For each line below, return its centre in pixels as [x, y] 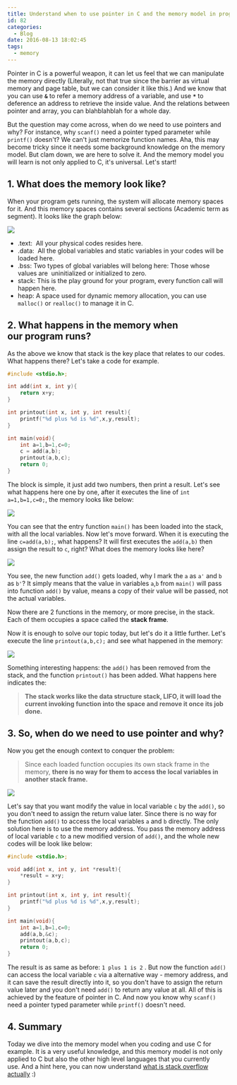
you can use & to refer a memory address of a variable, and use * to [105, 95]
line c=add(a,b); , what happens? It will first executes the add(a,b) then [110, 541]
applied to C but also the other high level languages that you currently [109, 1059]
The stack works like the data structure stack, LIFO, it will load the [123, 696]
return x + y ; [37, 393]
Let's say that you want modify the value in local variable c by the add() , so [116, 806]
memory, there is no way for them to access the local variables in [121, 772]
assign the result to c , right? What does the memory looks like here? [106, 549]
